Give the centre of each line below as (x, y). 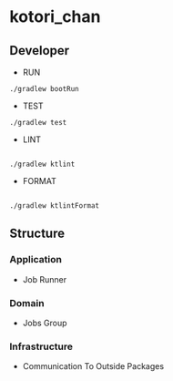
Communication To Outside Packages (93, 366)
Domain (27, 303)
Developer (40, 51)
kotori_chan (55, 17)
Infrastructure (41, 346)
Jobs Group (45, 323)
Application (36, 260)
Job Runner (44, 279)
